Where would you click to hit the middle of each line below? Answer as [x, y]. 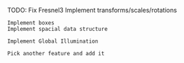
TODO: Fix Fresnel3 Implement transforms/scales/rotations [92, 10]
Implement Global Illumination [53, 41]
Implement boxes [31, 23]
